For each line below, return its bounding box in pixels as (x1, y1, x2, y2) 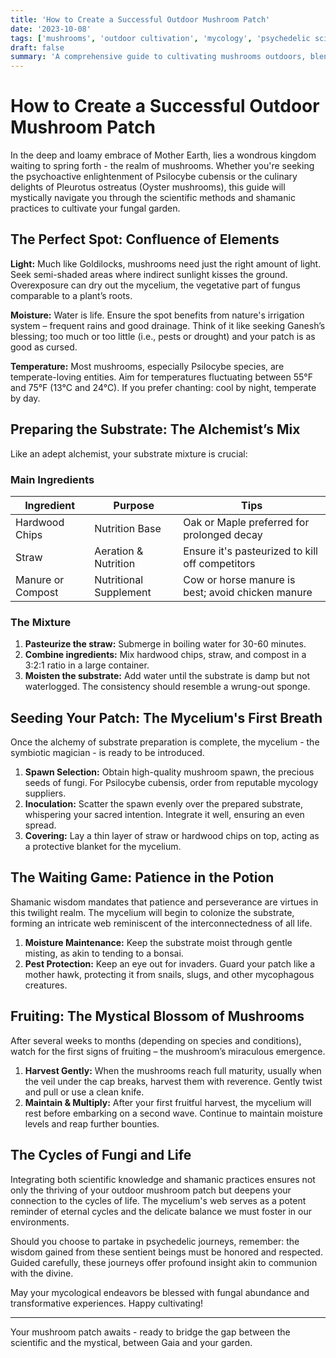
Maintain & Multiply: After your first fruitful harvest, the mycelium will (24, 1096, 312, 1108)
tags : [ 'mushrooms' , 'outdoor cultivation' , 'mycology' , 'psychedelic (10, 33, 311, 43)
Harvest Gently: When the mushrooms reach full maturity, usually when (24, 1064, 322, 1076)
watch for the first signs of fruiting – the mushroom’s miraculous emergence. (10, 1045, 326, 1057)
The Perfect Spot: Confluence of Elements (10, 231, 280, 248)
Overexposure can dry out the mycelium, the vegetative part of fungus (10, 279, 301, 291)
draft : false (10, 42, 65, 53)
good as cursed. (10, 341, 78, 353)
